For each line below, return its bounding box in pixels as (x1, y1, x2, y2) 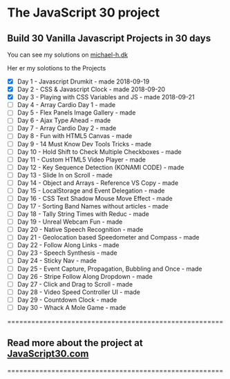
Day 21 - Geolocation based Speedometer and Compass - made (17, 233, 200, 242)
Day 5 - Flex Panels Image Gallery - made (17, 108, 136, 117)
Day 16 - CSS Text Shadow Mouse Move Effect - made (17, 194, 173, 202)
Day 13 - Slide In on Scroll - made (17, 171, 113, 179)
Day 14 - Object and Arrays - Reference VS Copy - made (17, 178, 179, 187)
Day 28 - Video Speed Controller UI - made (17, 288, 140, 296)
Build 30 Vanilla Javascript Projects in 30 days (7, 32, 211, 44)
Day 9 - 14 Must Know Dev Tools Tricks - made (17, 139, 152, 148)
